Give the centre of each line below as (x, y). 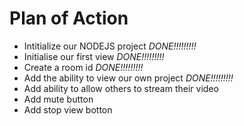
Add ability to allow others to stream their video (121, 88)
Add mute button (58, 99)
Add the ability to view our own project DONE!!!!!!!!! (128, 78)
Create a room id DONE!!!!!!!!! (83, 67)
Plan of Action (69, 18)
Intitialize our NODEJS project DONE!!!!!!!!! (110, 46)
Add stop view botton (68, 109)
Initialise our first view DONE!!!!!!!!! (94, 56)
